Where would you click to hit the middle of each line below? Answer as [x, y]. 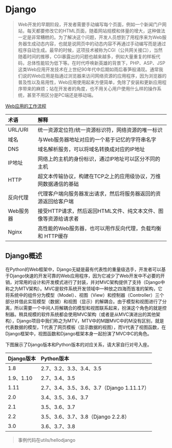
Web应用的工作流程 [26, 106]
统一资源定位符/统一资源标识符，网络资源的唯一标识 [100, 130]
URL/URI [18, 130]
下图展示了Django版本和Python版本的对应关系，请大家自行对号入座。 [79, 344]
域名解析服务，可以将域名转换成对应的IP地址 [91, 149]
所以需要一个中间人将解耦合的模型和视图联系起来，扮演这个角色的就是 [88, 308]
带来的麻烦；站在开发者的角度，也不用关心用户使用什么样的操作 [90, 88]
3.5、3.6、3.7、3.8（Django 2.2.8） [85, 417]
